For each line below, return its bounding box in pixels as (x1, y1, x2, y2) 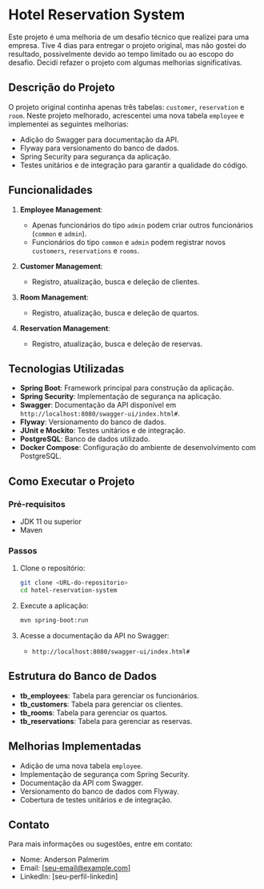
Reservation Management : (19, 323, 110, 333)
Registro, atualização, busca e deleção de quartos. (31, 308, 200, 317)
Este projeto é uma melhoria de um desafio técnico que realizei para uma (8, 32, 250, 42)
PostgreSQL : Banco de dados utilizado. (19, 434, 150, 444)
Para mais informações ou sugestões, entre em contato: (8, 839, 194, 849)
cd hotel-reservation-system (19, 586, 118, 594)
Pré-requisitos (8, 498, 66, 509)
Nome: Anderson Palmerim (19, 855, 110, 864)
